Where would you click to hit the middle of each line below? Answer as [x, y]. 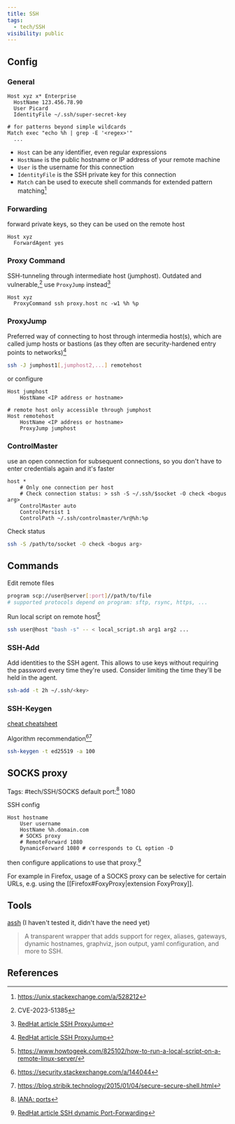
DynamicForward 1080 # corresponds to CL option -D [97, 848]
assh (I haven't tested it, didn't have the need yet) [79, 922]
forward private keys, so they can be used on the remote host [96, 224]
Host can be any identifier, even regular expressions [92, 152]
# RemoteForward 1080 [51, 842]
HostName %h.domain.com [55, 830]
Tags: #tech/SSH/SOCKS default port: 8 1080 [71, 791]
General [21, 81]
